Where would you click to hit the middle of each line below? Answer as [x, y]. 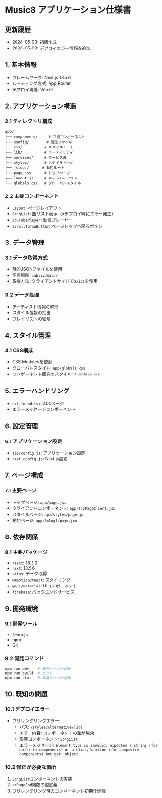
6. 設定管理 [22, 426]
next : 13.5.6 [24, 568]
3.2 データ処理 [22, 295]
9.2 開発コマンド [24, 658]
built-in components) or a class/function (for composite [79, 750]
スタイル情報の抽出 [31, 312]
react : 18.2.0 [25, 563]
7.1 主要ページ [21, 490]
